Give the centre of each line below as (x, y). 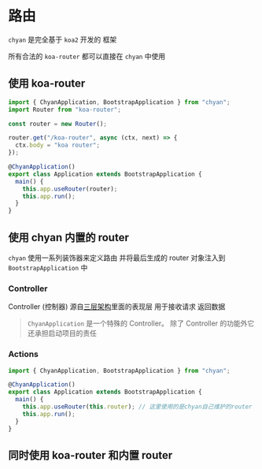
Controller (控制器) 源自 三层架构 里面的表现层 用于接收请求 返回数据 (117, 307)
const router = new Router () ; (58, 124)
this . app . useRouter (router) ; (70, 189)
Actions (24, 354)
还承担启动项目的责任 (62, 333)
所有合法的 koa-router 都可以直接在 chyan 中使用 (87, 56)
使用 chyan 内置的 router (69, 237)
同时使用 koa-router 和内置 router (90, 455)
